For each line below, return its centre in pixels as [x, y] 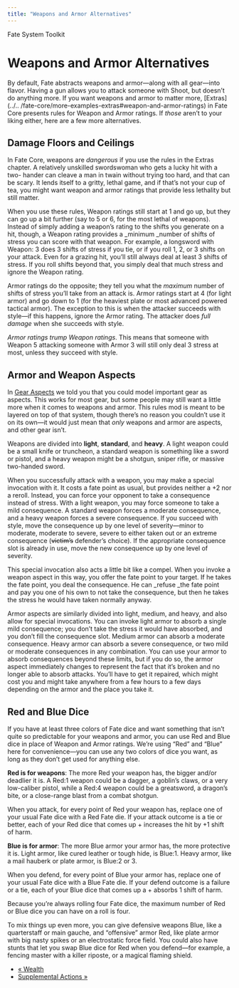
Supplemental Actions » [53, 977]
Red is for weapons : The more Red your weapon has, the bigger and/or [112, 773]
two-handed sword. [36, 466]
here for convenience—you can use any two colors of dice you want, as [113, 751]
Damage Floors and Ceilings [71, 143]
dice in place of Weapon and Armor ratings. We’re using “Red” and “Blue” [115, 744]
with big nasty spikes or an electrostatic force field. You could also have [113, 940]
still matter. [23, 198]
